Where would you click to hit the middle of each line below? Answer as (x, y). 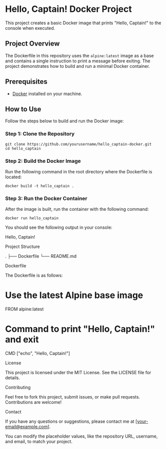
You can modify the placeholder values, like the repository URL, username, (82, 436)
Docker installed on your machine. (47, 94)
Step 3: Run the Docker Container (46, 198)
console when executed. (30, 28)
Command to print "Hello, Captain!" (80, 329)
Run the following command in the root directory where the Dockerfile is (79, 171)
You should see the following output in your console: (59, 227)
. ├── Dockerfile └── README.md (41, 256)
